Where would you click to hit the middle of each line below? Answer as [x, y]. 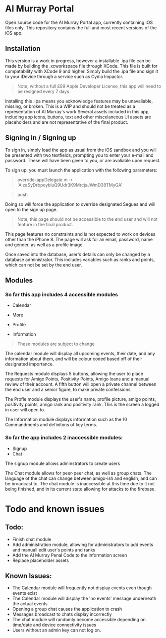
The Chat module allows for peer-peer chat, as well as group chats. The [79, 473]
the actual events [30, 604]
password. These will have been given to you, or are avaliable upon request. [83, 160]
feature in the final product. [45, 224]
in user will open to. [25, 410]
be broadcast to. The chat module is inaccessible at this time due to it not [80, 483]
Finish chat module [32, 539]
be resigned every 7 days [43, 91]
